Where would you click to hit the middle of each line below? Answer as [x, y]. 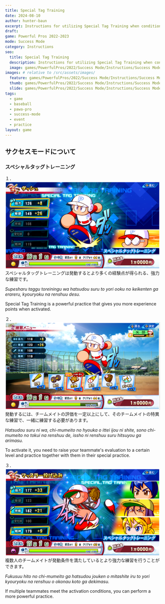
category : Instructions [29, 47]
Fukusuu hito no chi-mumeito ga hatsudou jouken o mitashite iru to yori [77, 576]
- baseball [21, 104]
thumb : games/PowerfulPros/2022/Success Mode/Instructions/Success [80, 83]
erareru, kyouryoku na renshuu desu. [43, 294]
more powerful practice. [29, 597]
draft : [12, 31]
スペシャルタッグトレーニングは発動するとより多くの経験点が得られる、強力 [82, 273]
